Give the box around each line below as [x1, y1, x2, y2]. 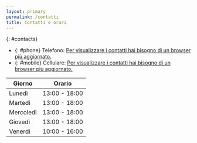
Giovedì [9, 118, 30, 126]
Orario [53, 80, 72, 88]
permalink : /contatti [6, 14, 59, 20]
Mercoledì [9, 108, 37, 117]
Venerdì [9, 127, 30, 135]
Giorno [13, 80, 33, 88]
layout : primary [6, 8, 46, 15]
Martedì [9, 99, 30, 107]
